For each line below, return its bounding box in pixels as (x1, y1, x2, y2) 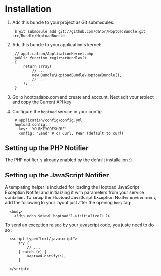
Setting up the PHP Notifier (5, 144, 89, 152)
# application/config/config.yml (14, 118, 82, 123)
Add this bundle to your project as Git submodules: (12, 20, 115, 25)
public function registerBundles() (14, 55, 87, 60)
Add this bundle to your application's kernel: (12, 41, 101, 47)
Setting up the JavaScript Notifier (5, 171, 109, 179)
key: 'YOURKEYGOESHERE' (19, 126, 67, 131)
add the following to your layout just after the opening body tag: (5, 199, 132, 205)
